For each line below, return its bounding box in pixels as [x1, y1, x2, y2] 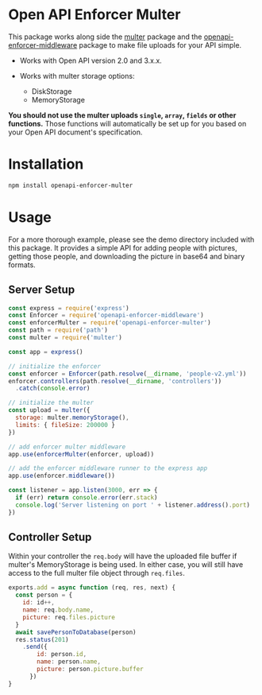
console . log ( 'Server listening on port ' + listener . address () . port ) [15, 501, 250, 509]
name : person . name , [37, 658, 102, 666]
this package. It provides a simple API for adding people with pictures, [8, 243, 237, 252]
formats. [8, 260, 36, 270]
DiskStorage [31, 86, 72, 96]
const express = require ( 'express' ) [8, 304, 129, 312]
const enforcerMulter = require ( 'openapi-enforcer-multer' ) [8, 319, 212, 327]
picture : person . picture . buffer [37, 666, 144, 674]
